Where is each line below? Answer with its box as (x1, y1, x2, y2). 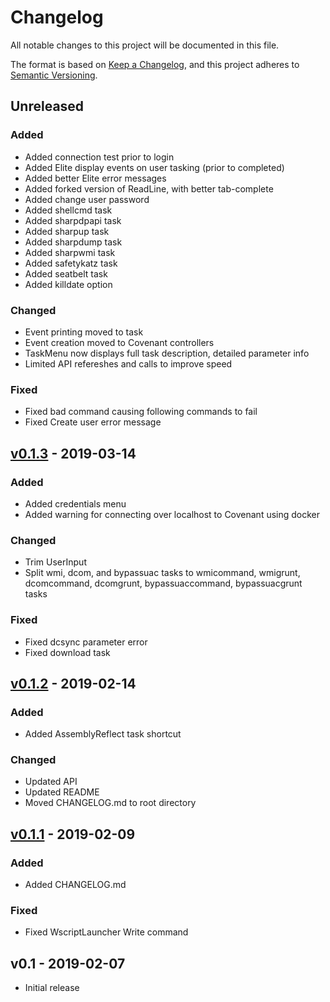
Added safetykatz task (24, 257, 118, 269)
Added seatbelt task (24, 267, 108, 280)
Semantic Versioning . (10, 69, 98, 81)
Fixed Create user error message (24, 416, 162, 428)
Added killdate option (24, 278, 113, 290)
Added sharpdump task (24, 236, 123, 248)
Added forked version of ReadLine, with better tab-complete (24, 182, 274, 195)
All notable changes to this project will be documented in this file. (10, 39, 280, 51)
